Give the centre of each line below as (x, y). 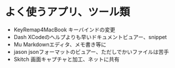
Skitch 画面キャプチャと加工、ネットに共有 (67, 59)
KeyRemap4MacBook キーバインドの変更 (65, 30)
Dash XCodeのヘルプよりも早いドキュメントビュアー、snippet (90, 37)
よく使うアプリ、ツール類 (67, 12)
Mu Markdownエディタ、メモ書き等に (60, 44)
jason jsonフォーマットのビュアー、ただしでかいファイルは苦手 (91, 51)
